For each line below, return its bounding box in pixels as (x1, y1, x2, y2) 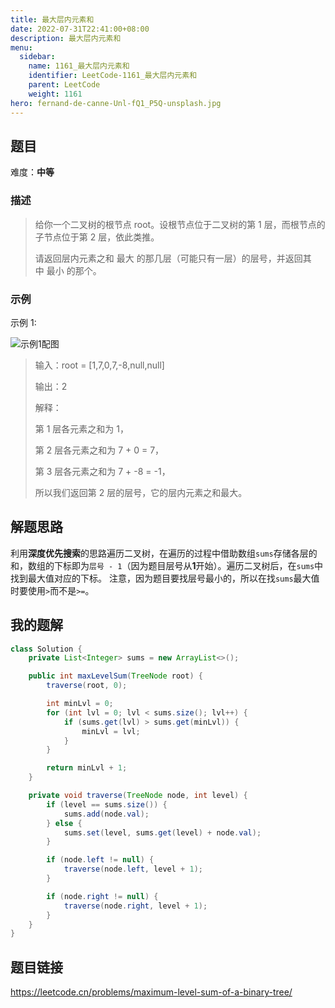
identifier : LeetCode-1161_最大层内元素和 (28, 71, 198, 81)
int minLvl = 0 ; (46, 699, 114, 709)
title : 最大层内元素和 (10, 14, 95, 25)
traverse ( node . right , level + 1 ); (63, 901, 208, 911)
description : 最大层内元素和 (10, 33, 122, 43)
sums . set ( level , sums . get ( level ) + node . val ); (63, 827, 262, 838)
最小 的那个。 (46, 264, 102, 276)
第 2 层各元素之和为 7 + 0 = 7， (34, 444, 165, 456)
